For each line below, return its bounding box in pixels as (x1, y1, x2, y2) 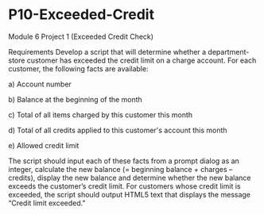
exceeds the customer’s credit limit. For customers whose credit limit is (8, 181, 241, 191)
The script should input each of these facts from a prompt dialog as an (8, 156, 240, 166)
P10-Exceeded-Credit (8, 6, 155, 24)
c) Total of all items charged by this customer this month (8, 109, 193, 120)
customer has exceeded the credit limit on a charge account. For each (26, 55, 257, 65)
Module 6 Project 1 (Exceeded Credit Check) (8, 32, 153, 41)
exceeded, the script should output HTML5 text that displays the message (8, 189, 251, 199)
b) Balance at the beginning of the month (8, 94, 143, 104)
